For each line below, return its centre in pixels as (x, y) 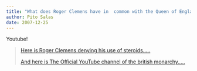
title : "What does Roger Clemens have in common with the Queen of (91, 11)
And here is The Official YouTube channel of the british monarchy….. (103, 62)
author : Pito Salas (30, 17)
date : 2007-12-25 (27, 22)
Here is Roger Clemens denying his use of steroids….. (85, 50)
